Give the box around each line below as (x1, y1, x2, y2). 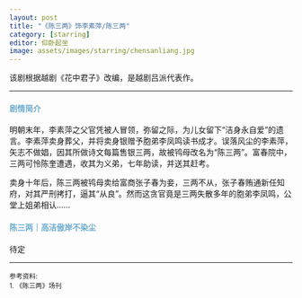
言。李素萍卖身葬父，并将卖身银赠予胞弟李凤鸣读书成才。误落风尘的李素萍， (9, 136, 293, 146)
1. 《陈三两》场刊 (9, 281, 62, 290)
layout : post (9, 13, 58, 22)
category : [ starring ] (9, 30, 91, 39)
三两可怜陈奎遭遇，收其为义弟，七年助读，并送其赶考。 (9, 158, 214, 169)
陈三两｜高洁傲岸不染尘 (9, 222, 96, 232)
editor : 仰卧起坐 (9, 38, 69, 48)
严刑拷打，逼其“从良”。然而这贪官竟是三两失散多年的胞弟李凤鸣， (40, 188, 285, 199)
